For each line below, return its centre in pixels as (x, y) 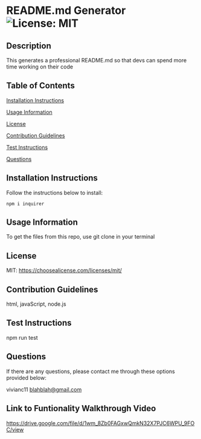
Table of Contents (41, 86)
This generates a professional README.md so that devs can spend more (97, 60)
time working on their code (40, 67)
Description (29, 46)
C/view (15, 429)
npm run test (22, 337)
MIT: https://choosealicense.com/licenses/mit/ (64, 271)
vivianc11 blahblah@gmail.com (44, 389)
